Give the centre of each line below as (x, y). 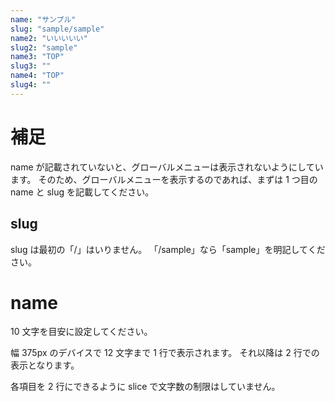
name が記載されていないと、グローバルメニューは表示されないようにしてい (167, 167)
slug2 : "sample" (44, 47)
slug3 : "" (31, 66)
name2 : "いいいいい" (49, 38)
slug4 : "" (31, 85)
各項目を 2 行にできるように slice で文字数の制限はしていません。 (145, 387)
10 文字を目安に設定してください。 (81, 332)
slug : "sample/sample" (57, 29)
